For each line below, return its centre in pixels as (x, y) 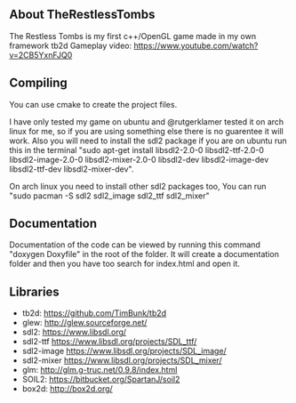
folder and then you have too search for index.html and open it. (124, 264)
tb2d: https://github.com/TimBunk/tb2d (94, 313)
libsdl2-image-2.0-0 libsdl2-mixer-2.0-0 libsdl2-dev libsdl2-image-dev (139, 159)
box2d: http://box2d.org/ (67, 389)
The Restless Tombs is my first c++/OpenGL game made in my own (132, 36)
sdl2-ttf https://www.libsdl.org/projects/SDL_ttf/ (109, 342)
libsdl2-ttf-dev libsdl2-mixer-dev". (72, 169)
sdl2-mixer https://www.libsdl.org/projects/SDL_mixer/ (122, 360)
